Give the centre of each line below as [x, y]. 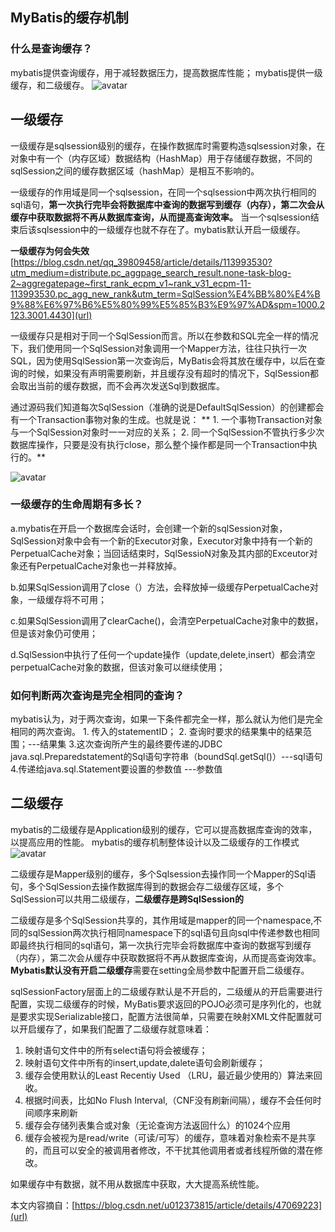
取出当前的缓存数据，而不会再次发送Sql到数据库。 [121, 385]
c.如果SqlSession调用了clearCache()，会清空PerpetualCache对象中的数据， [167, 620]
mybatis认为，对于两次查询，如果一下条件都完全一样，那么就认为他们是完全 [166, 719]
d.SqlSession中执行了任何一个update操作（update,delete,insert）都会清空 [163, 654]
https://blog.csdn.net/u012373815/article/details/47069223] [198, 1205]
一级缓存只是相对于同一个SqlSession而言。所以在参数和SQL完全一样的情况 [164, 335]
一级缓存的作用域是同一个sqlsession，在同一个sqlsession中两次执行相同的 [163, 192]
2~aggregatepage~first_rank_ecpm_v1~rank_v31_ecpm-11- [131, 283]
